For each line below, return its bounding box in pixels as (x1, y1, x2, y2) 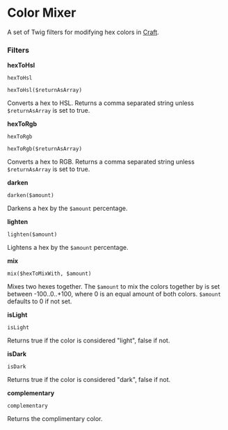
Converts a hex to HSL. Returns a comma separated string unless (7, 99, 195, 107)
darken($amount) (7, 192, 54, 199)
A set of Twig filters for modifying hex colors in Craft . (7, 28, 160, 36)
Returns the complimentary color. (7, 415, 103, 423)
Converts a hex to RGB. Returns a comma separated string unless (7, 158, 195, 166)
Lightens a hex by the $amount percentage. (7, 244, 129, 252)
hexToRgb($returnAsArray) (7, 145, 82, 152)
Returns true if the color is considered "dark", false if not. (7, 376, 171, 384)
